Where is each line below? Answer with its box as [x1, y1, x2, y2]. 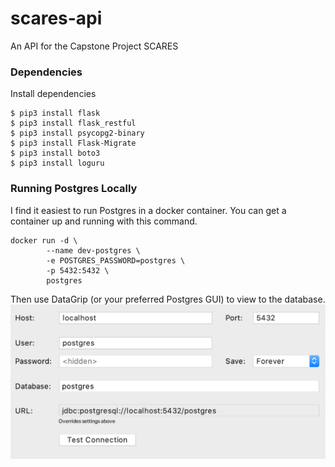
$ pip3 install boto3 [10, 148, 101, 159]
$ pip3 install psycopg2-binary [10, 128, 145, 139]
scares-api [10, 7, 103, 30]
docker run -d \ [10, 235, 78, 246]
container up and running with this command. [10, 215, 198, 227]
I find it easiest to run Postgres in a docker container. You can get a [10, 204, 287, 216]
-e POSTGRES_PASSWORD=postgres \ [46, 255, 186, 266]
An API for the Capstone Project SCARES [10, 40, 179, 52]
